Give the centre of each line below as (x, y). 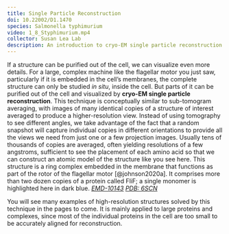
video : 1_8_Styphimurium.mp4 (49, 32)
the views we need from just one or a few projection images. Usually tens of (114, 137)
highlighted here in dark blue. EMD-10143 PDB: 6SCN (82, 188)
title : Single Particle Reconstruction (64, 13)
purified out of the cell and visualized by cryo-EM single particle (99, 94)
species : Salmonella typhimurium (55, 26)
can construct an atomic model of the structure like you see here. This (106, 159)
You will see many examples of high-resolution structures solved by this (109, 201)
